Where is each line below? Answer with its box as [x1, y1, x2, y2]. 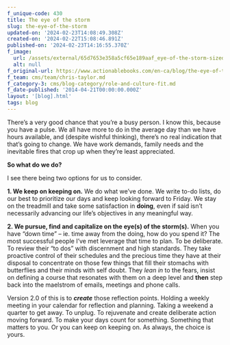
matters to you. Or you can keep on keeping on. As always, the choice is [7, 323, 211, 331]
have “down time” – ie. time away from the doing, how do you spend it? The [7, 229, 220, 237]
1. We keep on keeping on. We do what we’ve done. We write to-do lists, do [7, 187, 221, 195]
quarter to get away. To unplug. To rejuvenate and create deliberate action [7, 308, 217, 316]
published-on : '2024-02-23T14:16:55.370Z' [7, 42, 130, 49]
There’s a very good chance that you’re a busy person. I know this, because [7, 118, 221, 126]
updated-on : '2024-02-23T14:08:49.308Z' [7, 29, 125, 36]
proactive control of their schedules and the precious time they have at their [7, 251, 221, 259]
